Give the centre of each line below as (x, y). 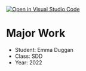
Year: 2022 (29, 62)
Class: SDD (29, 56)
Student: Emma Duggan (44, 50)
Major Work (36, 33)
